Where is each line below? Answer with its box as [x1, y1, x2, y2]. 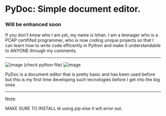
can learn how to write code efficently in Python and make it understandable [5, 43, 161, 49]
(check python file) [24, 62, 63, 68]
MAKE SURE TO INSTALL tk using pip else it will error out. [5, 106, 123, 112]
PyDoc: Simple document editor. [5, 3, 141, 15]
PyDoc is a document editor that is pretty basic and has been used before [5, 71, 156, 77]
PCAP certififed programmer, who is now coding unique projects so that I [5, 37, 154, 43]
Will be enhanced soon [5, 21, 61, 28]
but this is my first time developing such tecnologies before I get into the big [5, 77, 160, 83]
